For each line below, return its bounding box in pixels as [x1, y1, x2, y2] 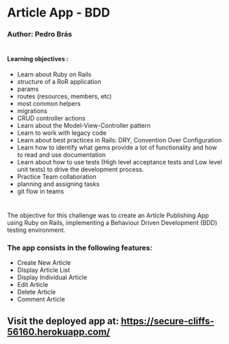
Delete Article [16, 288, 56, 297]
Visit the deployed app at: [7, 315, 119, 327]
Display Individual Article [16, 273, 88, 281]
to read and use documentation [16, 150, 106, 159]
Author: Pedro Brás [7, 30, 73, 39]
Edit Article [16, 281, 49, 289]
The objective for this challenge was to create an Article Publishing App [7, 211, 209, 219]
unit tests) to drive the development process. [16, 165, 144, 173]
